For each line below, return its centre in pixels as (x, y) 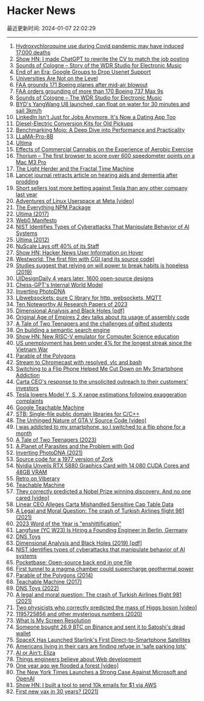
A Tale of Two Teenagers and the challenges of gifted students (94, 323)
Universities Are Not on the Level (57, 78)
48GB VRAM (31, 472)
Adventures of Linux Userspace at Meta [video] (75, 200)
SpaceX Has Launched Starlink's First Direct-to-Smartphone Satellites (103, 640)
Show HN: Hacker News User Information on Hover (80, 252)
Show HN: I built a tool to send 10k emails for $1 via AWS (86, 685)
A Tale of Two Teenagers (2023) (56, 439)
